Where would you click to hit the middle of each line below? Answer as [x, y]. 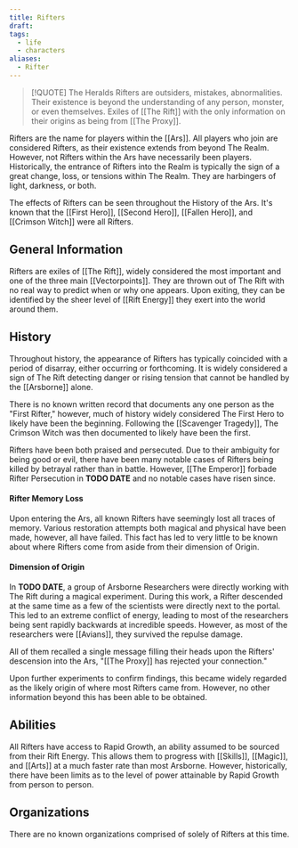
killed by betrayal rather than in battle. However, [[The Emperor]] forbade [143, 469]
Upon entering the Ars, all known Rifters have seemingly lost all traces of [142, 518]
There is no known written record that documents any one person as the [142, 404]
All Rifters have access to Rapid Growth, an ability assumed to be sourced [145, 746]
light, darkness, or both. [53, 185]
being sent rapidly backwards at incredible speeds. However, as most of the [149, 624]
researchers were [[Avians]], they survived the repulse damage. [126, 634]
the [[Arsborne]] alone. [51, 387]
